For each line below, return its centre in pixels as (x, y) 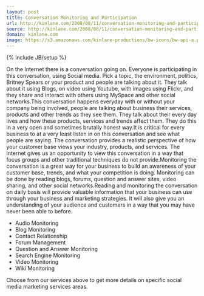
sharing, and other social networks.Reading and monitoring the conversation (102, 185)
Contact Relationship (41, 236)
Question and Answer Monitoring (56, 249)
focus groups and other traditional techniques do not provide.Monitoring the (101, 160)
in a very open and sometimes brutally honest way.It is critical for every (96, 127)
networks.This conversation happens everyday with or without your (90, 102)
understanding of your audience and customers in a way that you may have (101, 205)
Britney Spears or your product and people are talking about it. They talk (97, 82)
